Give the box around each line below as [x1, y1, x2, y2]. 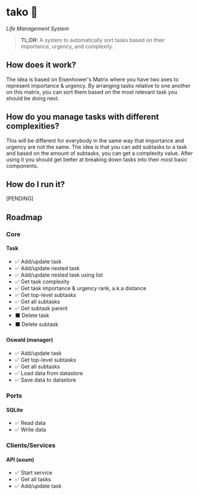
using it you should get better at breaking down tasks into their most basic [6, 156, 188, 163]
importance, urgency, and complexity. [20, 43, 114, 50]
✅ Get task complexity [14, 278, 70, 285]
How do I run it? [6, 179, 65, 189]
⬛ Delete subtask [14, 321, 58, 328]
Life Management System [6, 25, 70, 32]
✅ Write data [14, 426, 46, 433]
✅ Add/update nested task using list [14, 271, 103, 278]
